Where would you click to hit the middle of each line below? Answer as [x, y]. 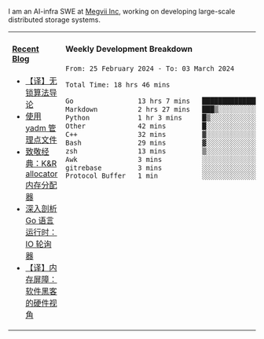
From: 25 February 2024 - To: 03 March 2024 [150, 68]
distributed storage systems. [54, 20]
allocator [42, 174]
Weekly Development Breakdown [129, 49]
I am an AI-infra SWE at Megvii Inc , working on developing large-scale [122, 11]
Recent [26, 49]
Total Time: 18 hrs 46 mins [118, 85]
